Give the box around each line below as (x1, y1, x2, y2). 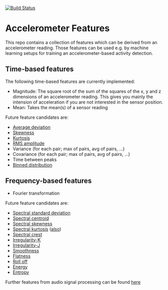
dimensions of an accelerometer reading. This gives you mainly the (12, 93, 153, 100)
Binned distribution (12, 162, 52, 168)
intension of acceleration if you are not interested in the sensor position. (12, 99, 163, 105)
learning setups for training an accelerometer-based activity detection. (5, 50, 153, 56)
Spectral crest (12, 231, 42, 237)
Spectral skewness (12, 220, 52, 227)
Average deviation (12, 124, 51, 130)
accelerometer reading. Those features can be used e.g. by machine (5, 45, 149, 51)
